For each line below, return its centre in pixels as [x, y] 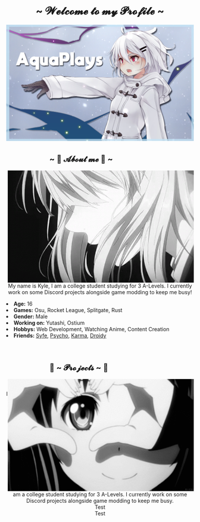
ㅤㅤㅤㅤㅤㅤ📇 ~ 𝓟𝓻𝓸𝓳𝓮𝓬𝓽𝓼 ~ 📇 [57, 367]
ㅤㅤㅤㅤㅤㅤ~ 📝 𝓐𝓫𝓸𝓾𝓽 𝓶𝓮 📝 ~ [60, 159]
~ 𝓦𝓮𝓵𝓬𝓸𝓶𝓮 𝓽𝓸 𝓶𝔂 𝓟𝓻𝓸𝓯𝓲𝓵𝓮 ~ [100, 11]
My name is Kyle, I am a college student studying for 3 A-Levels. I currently [100, 286]
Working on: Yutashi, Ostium [49, 323]
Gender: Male [31, 317]
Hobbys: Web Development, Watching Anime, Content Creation [92, 329]
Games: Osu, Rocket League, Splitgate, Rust [68, 310]
